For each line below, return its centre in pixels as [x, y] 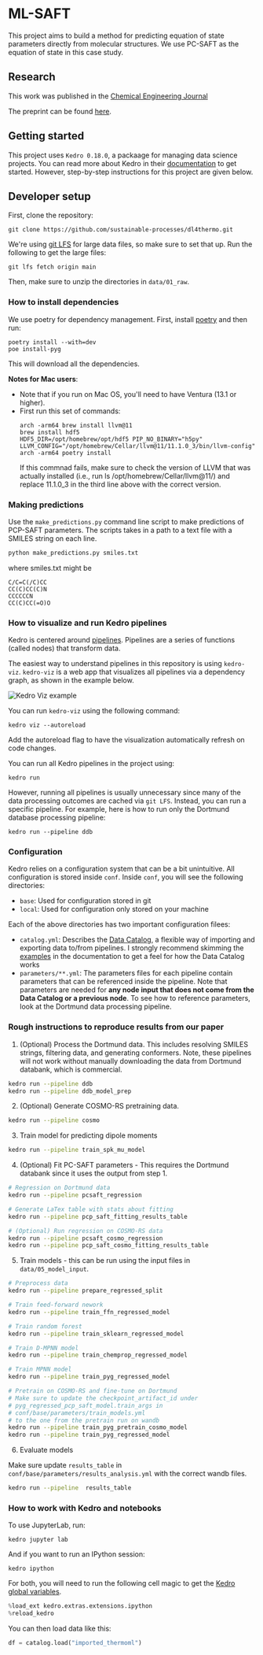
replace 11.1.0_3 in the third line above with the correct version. [120, 484]
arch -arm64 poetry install [65, 453]
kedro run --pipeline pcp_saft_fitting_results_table [98, 1216]
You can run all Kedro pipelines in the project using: [91, 764]
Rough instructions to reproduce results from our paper [116, 1027]
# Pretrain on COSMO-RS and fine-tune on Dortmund [93, 1391]
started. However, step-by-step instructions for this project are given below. [131, 172]
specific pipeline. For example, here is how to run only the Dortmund [119, 809]
